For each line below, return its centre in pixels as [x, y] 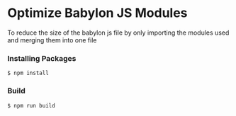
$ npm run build [31, 105]
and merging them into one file [52, 40]
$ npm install [28, 73]
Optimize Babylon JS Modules [97, 13]
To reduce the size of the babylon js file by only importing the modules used [118, 33]
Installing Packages [42, 58]
